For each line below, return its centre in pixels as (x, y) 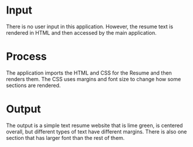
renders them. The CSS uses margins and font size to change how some (94, 79)
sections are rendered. (33, 85)
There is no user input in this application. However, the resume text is (90, 26)
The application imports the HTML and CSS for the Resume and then (89, 73)
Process (26, 57)
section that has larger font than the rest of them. (65, 138)
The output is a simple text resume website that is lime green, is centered (94, 125)
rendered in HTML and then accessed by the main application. (82, 32)
